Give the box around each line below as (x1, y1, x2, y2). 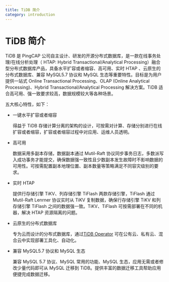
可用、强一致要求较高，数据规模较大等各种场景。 (14, 91, 116, 97)
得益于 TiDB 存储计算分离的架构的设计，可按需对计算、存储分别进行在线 (12, 123, 162, 129)
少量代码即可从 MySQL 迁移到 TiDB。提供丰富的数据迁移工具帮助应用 (17, 265, 161, 271)
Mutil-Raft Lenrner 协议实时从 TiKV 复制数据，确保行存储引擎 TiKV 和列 (12, 197, 161, 203)
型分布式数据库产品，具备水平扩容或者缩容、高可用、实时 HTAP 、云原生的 (5, 65, 161, 72)
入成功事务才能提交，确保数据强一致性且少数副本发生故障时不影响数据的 (12, 157, 163, 163)
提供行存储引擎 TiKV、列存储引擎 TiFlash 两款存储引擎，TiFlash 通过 (12, 191, 155, 197)
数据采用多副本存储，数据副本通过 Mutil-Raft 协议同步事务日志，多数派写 (12, 151, 164, 157)
